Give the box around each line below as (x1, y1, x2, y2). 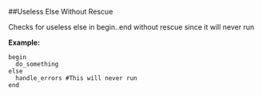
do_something (15, 60, 59, 68)
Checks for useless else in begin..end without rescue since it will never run (8, 22, 255, 31)
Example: (8, 38, 41, 47)
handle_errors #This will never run (15, 74, 137, 82)
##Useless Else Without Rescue (8, 7, 113, 16)
